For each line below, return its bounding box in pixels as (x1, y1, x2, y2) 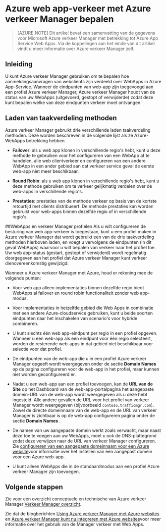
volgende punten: (5, 275, 41, 281)
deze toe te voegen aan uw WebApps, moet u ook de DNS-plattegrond (12, 432, 157, 438)
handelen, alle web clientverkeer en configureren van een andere (12, 158, 146, 163)
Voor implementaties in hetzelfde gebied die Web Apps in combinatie (12, 305, 154, 311)
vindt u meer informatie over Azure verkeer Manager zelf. (17, 46, 135, 52)
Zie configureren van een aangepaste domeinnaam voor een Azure (12, 443, 150, 449)
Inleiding (5, 60, 33, 68)
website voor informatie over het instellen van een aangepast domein (12, 448, 153, 454)
